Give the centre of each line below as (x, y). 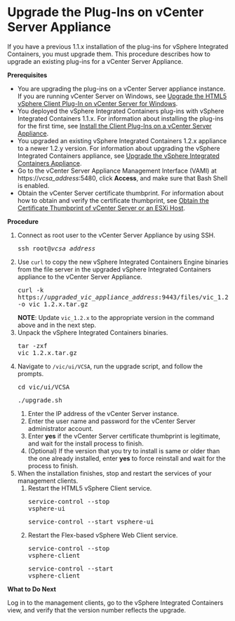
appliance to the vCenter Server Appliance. (80, 276)
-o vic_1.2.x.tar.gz (53, 304)
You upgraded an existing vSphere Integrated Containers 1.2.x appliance (122, 140)
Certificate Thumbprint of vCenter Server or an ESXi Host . (101, 208)
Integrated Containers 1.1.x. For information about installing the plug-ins (120, 118)
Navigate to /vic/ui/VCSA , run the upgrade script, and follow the (110, 366)
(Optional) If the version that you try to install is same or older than (124, 450)
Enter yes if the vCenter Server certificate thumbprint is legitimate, (124, 436)
